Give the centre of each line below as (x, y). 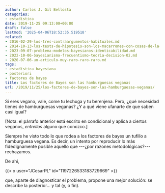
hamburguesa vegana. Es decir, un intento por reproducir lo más (70, 141)
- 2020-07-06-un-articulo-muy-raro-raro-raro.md (56, 60)
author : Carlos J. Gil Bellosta (38, 10)
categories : (17, 14)
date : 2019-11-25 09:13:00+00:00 (39, 23)
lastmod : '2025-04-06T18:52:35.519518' (46, 32)
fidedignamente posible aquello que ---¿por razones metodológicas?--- (78, 146)
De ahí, (12, 161)
